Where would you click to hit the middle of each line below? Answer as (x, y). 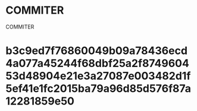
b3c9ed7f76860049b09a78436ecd (97, 51)
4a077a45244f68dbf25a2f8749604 (98, 64)
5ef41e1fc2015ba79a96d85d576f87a (98, 89)
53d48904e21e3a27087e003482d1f (98, 76)
